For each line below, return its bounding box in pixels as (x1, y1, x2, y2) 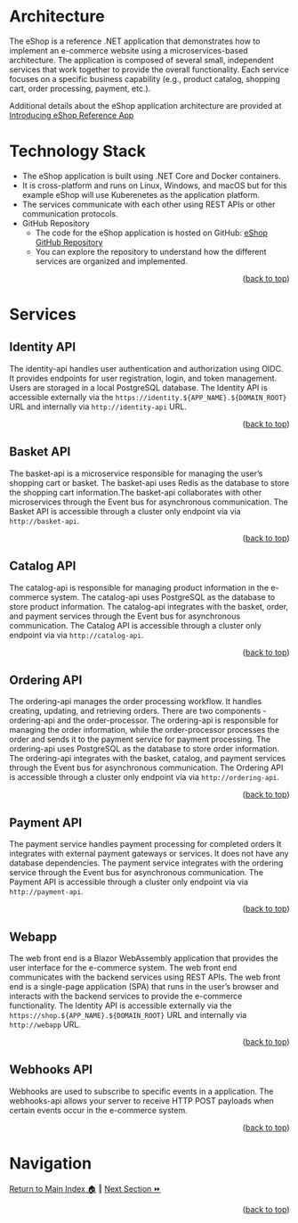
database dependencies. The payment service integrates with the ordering (9, 858, 284, 868)
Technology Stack (9, 141, 147, 161)
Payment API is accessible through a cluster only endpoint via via (9, 876, 249, 888)
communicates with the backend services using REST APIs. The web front (9, 972, 281, 982)
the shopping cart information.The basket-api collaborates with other (9, 487, 262, 497)
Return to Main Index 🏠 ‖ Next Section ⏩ (9, 1183, 162, 1194)
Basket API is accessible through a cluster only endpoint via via (9, 505, 242, 516)
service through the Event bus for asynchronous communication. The (9, 867, 264, 878)
